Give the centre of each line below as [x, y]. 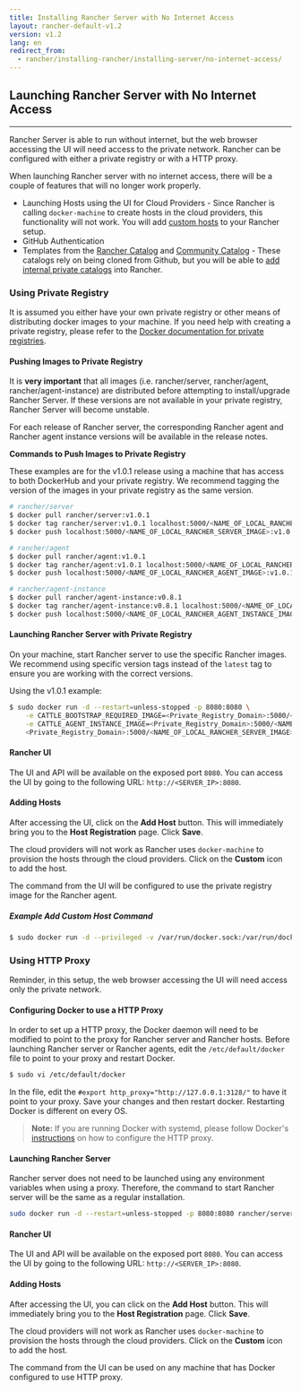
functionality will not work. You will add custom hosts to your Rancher [151, 221]
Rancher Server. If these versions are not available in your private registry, [146, 401]
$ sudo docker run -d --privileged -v [82, 937]
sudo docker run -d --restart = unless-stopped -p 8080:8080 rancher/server [152, 1214]
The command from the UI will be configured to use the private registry [141, 886]
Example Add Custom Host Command [82, 916]
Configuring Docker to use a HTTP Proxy [86, 1010]
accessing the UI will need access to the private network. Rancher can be [145, 149]
